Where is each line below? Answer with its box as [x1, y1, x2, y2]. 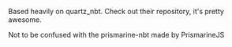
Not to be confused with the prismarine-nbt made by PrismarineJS [8, 31, 225, 39]
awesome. [8, 15, 42, 24]
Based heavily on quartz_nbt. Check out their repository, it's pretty [8, 7, 225, 16]
